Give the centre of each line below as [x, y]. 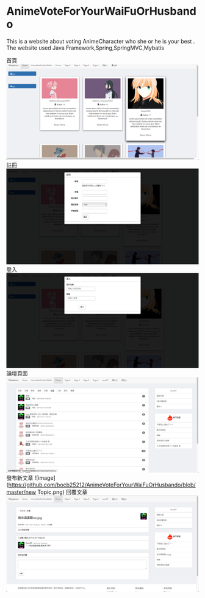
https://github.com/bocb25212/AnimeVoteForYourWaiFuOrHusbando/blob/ [102, 485]
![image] [45, 478]
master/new [21, 492]
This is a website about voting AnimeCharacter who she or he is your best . [101, 41]
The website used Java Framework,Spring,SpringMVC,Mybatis [85, 48]
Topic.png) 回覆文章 [63, 492]
